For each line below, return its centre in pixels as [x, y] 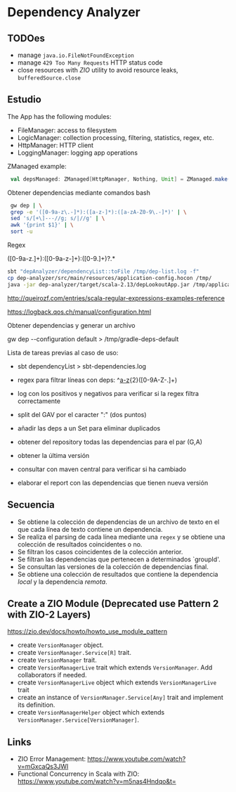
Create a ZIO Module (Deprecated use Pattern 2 [113, 603]
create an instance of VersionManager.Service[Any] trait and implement [120, 698]
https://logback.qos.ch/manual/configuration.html [79, 312]
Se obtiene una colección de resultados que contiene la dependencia [118, 574]
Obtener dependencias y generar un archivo [71, 325]
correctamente [39, 401]
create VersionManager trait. [57, 660]
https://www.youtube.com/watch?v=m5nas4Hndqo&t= [97, 781]
